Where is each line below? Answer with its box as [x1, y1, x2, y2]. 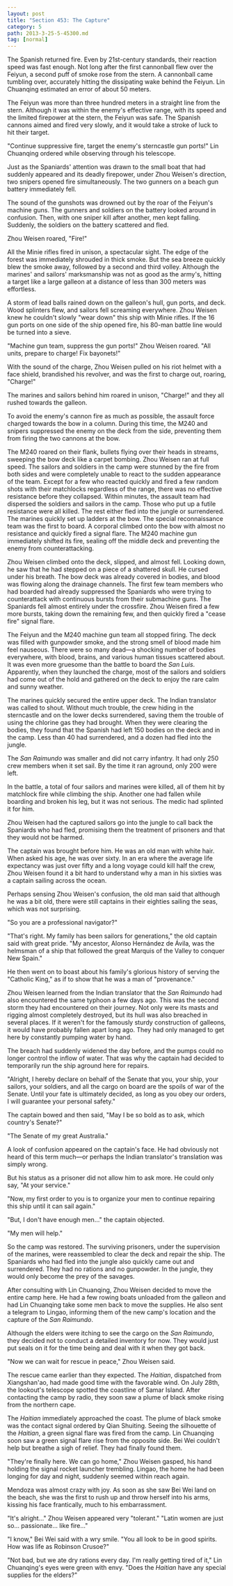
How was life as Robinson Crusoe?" [7, 1543, 110, 1551]
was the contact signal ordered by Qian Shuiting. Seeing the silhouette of [7, 1422, 217, 1430]
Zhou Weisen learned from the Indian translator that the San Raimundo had [7, 989, 223, 997]
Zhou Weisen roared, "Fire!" [7, 235, 88, 243]
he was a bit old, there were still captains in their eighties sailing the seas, [7, 897, 218, 906]
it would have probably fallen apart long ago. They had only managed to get [7, 1026, 225, 1034]
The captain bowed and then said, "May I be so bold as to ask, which [7, 1111, 205, 1119]
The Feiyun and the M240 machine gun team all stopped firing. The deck [7, 631, 217, 639]
